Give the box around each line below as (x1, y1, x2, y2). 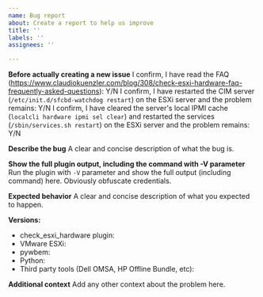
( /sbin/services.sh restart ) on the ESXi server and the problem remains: (8, 120, 250, 130)
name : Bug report (8, 11, 66, 20)
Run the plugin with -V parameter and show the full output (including (8, 168, 231, 177)
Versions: (8, 215, 41, 225)
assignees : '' (8, 41, 55, 49)
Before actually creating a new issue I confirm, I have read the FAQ (8, 70, 230, 79)
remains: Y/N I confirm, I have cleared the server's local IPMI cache (8, 104, 228, 113)
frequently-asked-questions (8, 86, 100, 96)
